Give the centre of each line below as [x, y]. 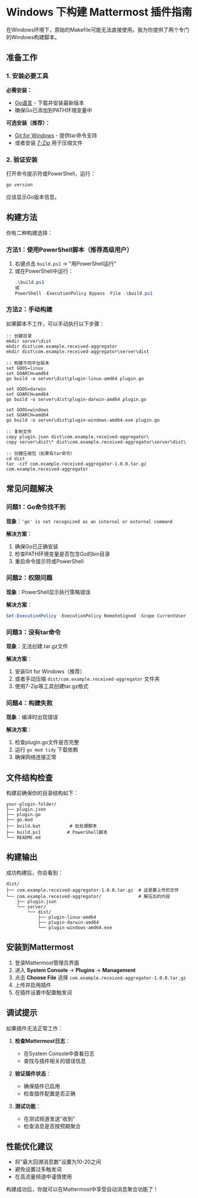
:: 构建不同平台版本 [28, 363]
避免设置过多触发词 [38, 1170]
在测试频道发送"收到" [49, 1119]
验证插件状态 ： [33, 1073]
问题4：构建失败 [30, 703]
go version [20, 184]
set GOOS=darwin [26, 389]
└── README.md [24, 838]
